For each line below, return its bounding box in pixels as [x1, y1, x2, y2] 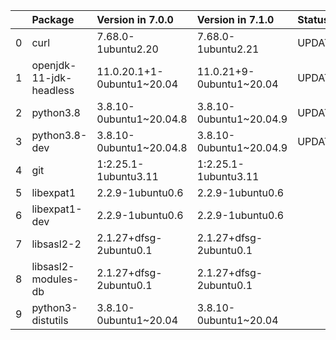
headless [31, 84, 75, 97]
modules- [31, 272, 80, 286]
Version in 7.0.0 [96, 13, 174, 26]
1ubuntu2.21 [196, 42, 260, 56]
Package [31, 13, 75, 26]
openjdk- [31, 59, 77, 72]
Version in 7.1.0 [196, 13, 275, 26]
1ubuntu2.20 [96, 42, 159, 56]
